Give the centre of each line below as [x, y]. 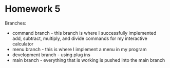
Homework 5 [33, 9]
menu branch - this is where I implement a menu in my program [79, 49]
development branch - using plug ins [51, 55]
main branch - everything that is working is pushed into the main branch [89, 60]
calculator [23, 43]
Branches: [16, 23]
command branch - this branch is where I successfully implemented [84, 33]
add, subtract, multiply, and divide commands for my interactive [80, 38]
